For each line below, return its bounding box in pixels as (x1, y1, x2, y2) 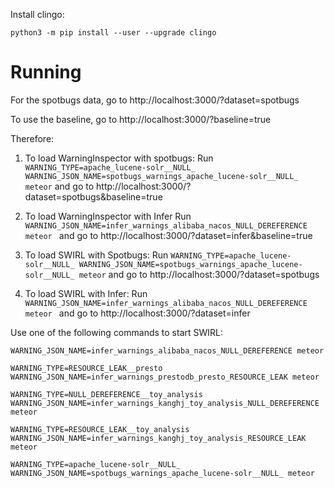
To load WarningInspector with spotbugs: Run (24, 152, 214, 164)
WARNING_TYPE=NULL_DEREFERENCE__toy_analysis (10, 389, 203, 399)
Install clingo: (10, 9, 65, 20)
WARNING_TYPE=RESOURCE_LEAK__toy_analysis (10, 424, 190, 434)
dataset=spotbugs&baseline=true (24, 190, 163, 203)
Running (10, 61, 82, 84)
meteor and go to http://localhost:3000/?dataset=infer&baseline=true (24, 229, 313, 241)
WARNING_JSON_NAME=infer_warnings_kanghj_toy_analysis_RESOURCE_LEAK (10, 433, 307, 443)
